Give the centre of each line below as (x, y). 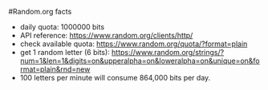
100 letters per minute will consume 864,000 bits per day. (115, 78)
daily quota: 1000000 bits (62, 27)
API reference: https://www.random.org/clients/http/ (106, 35)
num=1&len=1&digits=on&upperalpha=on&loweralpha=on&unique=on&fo (140, 61)
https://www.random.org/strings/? (168, 52)
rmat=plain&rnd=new (55, 69)
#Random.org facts (40, 12)
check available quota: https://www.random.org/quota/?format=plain (134, 44)
